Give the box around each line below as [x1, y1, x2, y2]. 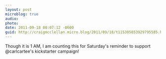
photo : [5, 20, 19, 26]
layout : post [5, 7, 32, 12]
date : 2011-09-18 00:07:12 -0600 [5, 25, 74, 30]
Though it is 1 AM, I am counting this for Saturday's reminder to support [5, 43, 151, 49]
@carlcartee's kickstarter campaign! [5, 48, 80, 54]
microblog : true [5, 12, 39, 17]
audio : [5, 16, 19, 21]
